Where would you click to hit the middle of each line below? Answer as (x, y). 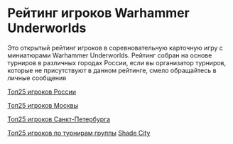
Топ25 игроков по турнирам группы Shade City (79, 133)
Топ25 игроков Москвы (43, 105)
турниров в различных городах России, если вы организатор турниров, (117, 62)
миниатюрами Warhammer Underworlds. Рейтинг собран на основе (110, 55)
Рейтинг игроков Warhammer (98, 13)
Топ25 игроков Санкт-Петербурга (59, 119)
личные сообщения (37, 78)
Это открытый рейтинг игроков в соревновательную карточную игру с (115, 48)
